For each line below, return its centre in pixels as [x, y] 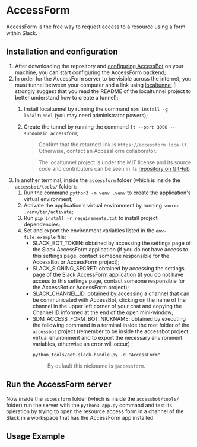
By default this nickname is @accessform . [96, 366]
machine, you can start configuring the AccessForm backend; [90, 72]
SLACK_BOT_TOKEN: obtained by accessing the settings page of [112, 243]
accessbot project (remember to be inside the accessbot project [110, 331]
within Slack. [22, 33]
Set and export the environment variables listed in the [89, 230]
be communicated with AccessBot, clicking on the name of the [109, 299]
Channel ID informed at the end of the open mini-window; [103, 312]
